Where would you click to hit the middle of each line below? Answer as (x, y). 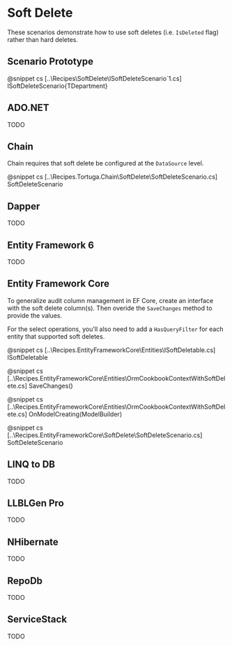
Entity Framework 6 (51, 245)
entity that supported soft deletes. (56, 336)
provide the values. (35, 315)
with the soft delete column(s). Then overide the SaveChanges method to (110, 308)
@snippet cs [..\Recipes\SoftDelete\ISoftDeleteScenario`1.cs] (95, 78)
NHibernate (33, 542)
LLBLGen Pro (36, 503)
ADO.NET (28, 108)
